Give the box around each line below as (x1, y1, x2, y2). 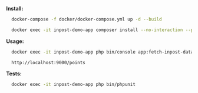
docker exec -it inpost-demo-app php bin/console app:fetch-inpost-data (11, 49, 194, 55)
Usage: (6, 38, 25, 45)
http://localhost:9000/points (11, 59, 85, 65)
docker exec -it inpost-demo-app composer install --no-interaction (11, 26, 183, 33)
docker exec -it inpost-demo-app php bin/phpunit (11, 81, 136, 87)
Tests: (6, 70, 22, 77)
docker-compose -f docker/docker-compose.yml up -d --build (11, 16, 162, 22)
